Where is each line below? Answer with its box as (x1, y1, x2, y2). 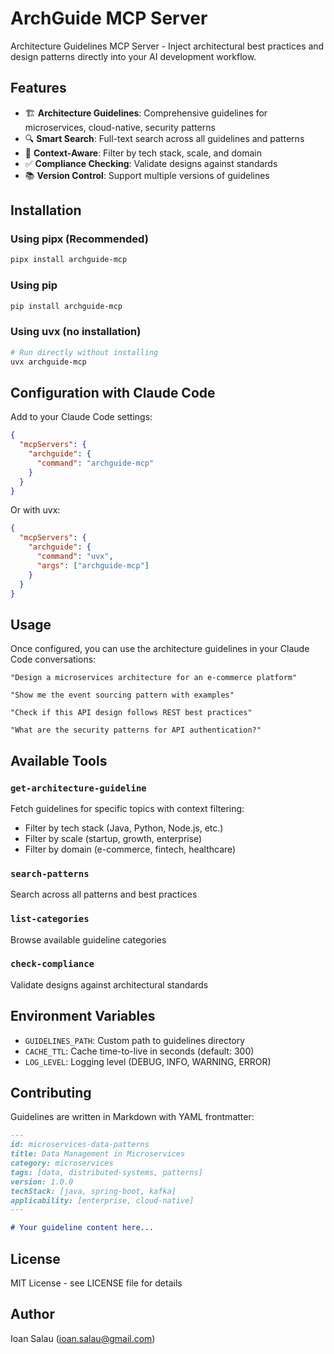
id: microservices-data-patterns (10, 1140, 150, 1150)
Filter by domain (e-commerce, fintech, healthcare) (24, 843, 237, 855)
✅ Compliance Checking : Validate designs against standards (24, 157, 278, 169)
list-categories (10, 913, 90, 925)
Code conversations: (10, 653, 97, 666)
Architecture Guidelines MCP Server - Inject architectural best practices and (10, 40, 325, 52)
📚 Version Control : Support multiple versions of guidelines (24, 169, 270, 181)
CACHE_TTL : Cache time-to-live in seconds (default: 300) (24, 1045, 255, 1057)
